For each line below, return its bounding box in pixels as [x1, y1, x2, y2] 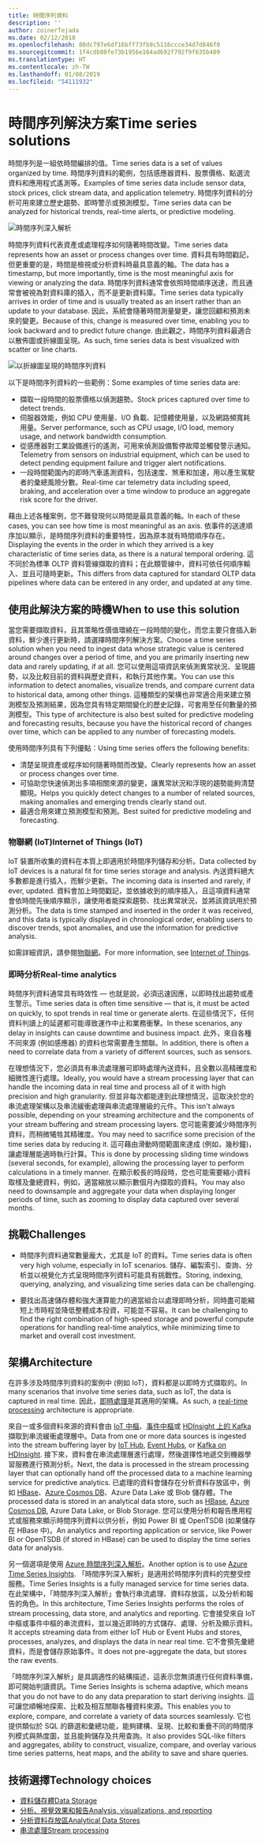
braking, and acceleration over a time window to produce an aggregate [19, 487, 251, 496]
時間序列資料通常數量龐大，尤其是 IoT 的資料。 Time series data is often [19, 1250, 252, 1260]
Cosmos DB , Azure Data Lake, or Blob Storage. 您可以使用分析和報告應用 [8, 1506, 246, 1516]
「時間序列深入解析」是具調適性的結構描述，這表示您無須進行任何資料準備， [8, 1672, 257, 1682]
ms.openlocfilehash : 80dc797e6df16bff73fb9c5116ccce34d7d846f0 [8, 41, 221, 49]
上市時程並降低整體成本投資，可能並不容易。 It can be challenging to [26, 1305, 248, 1314]
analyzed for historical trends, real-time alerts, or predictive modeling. [8, 207, 236, 217]
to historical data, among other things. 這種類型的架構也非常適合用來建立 [8, 690, 244, 699]
